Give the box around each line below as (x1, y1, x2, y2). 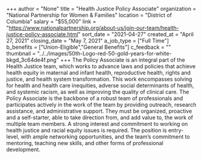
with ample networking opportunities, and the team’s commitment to (21, 133, 190, 140)
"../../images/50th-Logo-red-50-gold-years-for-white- (37, 50, 172, 57)
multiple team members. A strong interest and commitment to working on (6, 120, 188, 127)
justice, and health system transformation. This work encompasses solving (6, 75, 192, 83)
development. (6, 146, 40, 153)
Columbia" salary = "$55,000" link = (6, 18, 96, 25)
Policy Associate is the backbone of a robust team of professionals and (6, 95, 183, 102)
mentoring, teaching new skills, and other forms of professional (6, 140, 164, 146)
